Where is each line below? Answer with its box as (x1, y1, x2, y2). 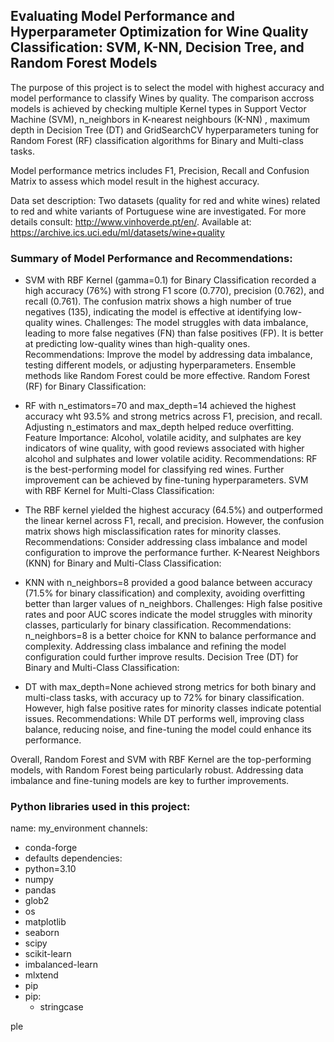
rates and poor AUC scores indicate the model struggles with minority (24, 609, 313, 621)
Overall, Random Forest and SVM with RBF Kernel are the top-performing (10, 754, 312, 766)
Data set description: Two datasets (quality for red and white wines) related (10, 194, 321, 206)
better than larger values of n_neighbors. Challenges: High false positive (24, 598, 323, 610)
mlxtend (24, 969, 59, 981)
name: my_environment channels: (10, 822, 148, 834)
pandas (24, 884, 57, 896)
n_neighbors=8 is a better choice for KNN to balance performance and (24, 630, 317, 642)
